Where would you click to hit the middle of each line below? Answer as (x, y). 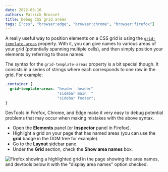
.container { (19, 84)
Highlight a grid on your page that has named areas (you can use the (84, 133)
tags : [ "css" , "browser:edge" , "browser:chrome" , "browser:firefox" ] (80, 24)
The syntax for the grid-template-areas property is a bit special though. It (82, 64)
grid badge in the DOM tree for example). (55, 138)
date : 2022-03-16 (23, 10)
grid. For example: (24, 75)
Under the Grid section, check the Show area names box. (73, 149)
